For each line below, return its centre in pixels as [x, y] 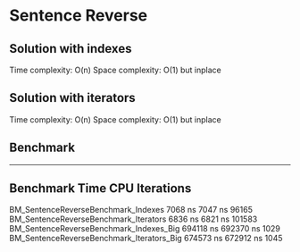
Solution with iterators [72, 98]
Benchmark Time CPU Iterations [100, 189]
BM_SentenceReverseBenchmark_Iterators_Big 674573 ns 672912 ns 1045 [146, 239]
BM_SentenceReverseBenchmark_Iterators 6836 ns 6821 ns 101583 [133, 219]
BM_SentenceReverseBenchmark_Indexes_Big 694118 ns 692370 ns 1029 [145, 229]
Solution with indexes [71, 49]
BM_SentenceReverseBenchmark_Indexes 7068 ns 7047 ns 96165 [131, 210]
